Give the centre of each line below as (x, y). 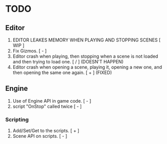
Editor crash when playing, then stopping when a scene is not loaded (85, 56)
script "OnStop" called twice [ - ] (47, 106)
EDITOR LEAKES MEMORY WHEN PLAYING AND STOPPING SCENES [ (87, 40)
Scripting (17, 119)
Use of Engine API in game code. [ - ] (52, 101)
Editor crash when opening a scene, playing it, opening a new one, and (87, 67)
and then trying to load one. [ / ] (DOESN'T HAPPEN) (68, 62)
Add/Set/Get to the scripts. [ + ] (46, 131)
